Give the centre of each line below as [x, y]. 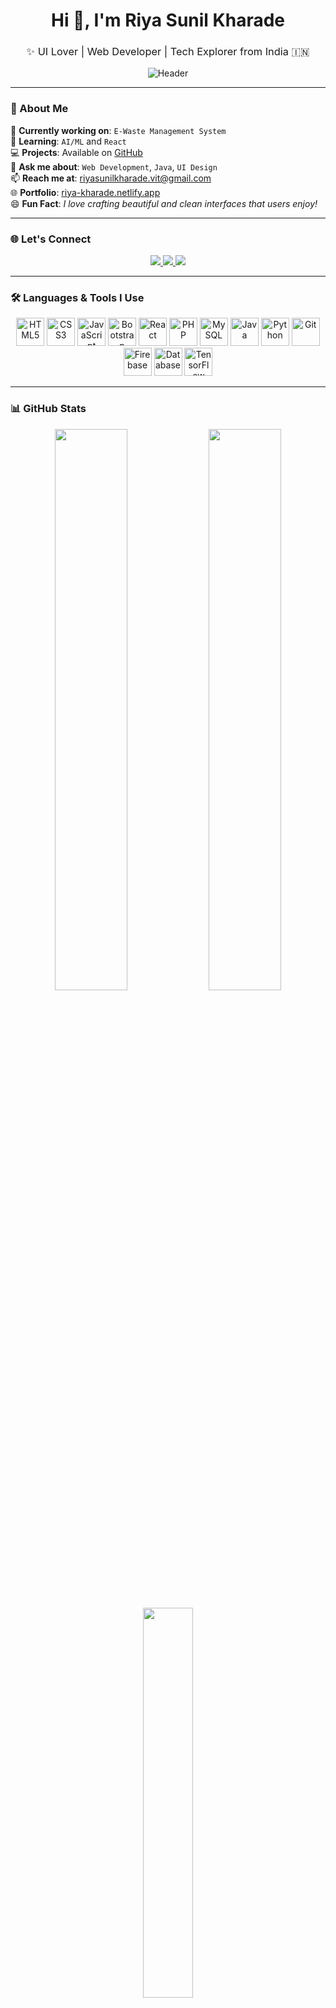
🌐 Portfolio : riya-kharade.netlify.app [85, 192]
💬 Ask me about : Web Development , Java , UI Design [114, 166]
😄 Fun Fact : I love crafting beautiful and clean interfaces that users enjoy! [164, 203]
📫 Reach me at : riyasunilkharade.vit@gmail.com [111, 178]
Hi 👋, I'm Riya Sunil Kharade [168, 20]
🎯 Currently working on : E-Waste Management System [118, 130]
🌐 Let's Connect [51, 239]
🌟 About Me [39, 109]
